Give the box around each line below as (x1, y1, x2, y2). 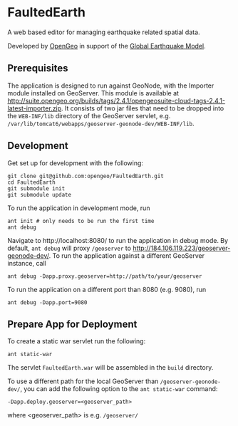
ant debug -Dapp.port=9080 (7, 298, 88, 306)
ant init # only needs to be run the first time (7, 217, 155, 224)
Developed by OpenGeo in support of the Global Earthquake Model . (7, 41, 206, 50)
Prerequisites (7, 62, 68, 75)
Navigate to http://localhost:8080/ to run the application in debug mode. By (7, 236, 229, 244)
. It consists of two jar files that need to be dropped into (61, 104, 224, 113)
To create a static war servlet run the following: (7, 337, 146, 346)
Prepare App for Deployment (7, 318, 138, 330)
